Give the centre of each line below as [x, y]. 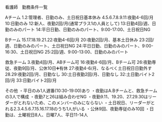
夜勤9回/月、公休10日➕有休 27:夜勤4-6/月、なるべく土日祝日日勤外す [83, 68]
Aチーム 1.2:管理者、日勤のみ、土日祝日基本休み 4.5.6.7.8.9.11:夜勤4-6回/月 [79, 17]
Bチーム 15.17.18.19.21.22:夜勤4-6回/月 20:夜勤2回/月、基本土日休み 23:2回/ [80, 40]
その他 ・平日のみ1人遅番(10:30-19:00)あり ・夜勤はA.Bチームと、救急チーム [81, 91]
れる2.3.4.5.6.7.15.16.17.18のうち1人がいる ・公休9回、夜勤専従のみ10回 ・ [77, 109]
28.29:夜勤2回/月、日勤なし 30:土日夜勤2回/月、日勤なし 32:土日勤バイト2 [80, 74]
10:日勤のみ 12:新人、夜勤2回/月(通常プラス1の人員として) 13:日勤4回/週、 [78, 23]
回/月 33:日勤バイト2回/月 [31, 80]
